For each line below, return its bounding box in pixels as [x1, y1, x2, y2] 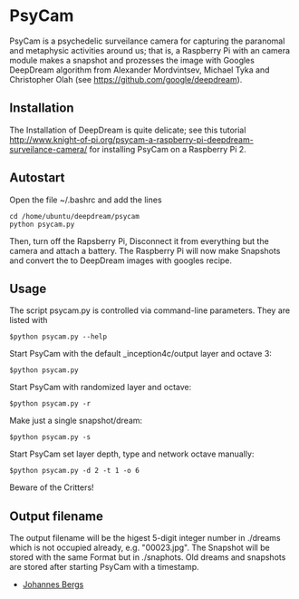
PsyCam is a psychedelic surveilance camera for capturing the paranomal [9, 35, 285, 46]
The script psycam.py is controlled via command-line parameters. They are [9, 305, 291, 316]
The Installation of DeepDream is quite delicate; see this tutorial [9, 124, 246, 135]
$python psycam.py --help [9, 332, 107, 341]
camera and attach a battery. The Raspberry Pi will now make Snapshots [9, 245, 281, 256]
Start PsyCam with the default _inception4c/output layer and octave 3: [9, 349, 272, 359]
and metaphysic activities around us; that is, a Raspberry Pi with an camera [9, 44, 291, 55]
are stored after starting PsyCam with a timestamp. [9, 562, 199, 573]
